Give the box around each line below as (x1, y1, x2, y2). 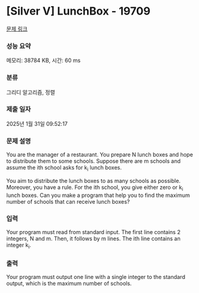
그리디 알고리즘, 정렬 (6, 88, 55, 95)
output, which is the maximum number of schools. (6, 280, 132, 287)
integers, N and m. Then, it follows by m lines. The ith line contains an (6, 235, 181, 243)
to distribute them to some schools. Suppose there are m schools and (6, 157, 181, 165)
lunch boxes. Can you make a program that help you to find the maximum (6, 191, 190, 199)
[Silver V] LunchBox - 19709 (6, 4, 151, 18)
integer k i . (6, 241, 32, 250)
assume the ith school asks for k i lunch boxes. (6, 164, 122, 173)
